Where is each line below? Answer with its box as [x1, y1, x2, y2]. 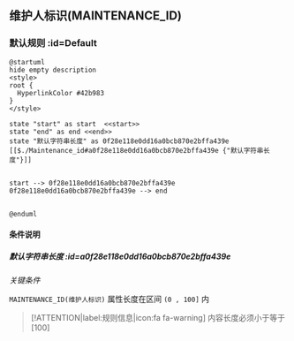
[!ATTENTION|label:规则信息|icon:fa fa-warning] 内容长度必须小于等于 [30, 313, 285, 323]
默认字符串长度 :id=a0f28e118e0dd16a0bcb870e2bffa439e [9, 251, 231, 261]
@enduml [9, 209, 38, 218]
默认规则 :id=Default [9, 37, 97, 49]
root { [9, 80, 34, 90]
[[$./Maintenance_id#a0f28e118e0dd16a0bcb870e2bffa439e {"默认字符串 [9, 146, 264, 155]
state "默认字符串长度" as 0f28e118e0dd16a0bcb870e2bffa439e [9, 136, 230, 146]
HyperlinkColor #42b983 [17, 88, 104, 97]
